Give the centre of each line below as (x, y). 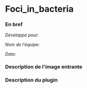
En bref (14, 25)
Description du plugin (31, 80)
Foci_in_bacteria (39, 9)
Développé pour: (22, 35)
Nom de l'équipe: (23, 45)
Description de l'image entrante (44, 67)
